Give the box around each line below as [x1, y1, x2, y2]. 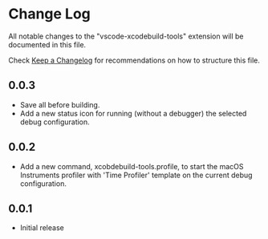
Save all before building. [19, 99, 100, 109]
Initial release [19, 223, 64, 233]
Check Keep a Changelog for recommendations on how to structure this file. [8, 55, 261, 65]
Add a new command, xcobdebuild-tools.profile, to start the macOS [19, 161, 244, 171]
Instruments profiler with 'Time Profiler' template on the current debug [19, 170, 253, 180]
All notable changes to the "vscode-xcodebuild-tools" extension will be [8, 31, 244, 41]
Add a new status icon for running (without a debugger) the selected [19, 108, 247, 118]
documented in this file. [8, 39, 87, 49]
